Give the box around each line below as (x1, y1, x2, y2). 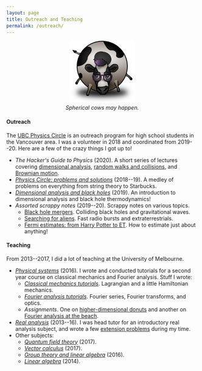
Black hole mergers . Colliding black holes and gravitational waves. (24, 208, 190, 216)
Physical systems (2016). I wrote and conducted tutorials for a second (15, 267, 191, 274)
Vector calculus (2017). (24, 344, 83, 352)
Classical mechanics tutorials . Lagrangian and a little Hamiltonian (24, 280, 189, 287)
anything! (24, 227, 48, 235)
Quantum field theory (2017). (24, 338, 97, 345)
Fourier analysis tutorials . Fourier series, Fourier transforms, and (24, 292, 187, 300)
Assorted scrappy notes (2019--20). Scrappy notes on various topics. (15, 202, 190, 209)
